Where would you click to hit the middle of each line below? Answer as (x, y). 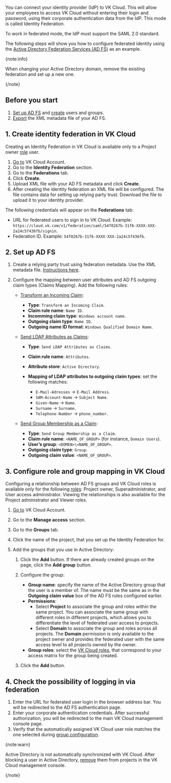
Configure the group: (42, 575)
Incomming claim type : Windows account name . (77, 316)
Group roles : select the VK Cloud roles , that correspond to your (95, 650)
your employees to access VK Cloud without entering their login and (77, 13)
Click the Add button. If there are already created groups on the (87, 560)
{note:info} (17, 59)
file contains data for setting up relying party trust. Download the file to (87, 195)
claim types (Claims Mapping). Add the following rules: (70, 285)
